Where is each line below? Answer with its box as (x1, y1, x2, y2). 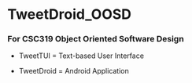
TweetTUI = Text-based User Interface (18, 51, 145, 60)
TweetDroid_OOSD (7, 5, 131, 23)
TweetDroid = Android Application (18, 67, 129, 76)
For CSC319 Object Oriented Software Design (7, 34, 184, 45)
